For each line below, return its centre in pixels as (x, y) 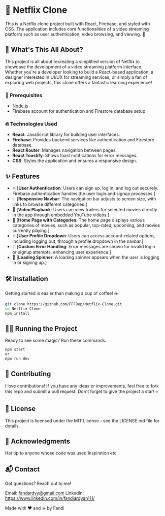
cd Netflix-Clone (23, 309)
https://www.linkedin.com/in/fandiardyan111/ (50, 498)
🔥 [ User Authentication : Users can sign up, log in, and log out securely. (85, 188)
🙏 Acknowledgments (38, 441)
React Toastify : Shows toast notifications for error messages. (75, 156)
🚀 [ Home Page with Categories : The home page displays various (79, 220)
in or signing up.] (29, 262)
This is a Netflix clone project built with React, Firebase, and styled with (78, 24)
